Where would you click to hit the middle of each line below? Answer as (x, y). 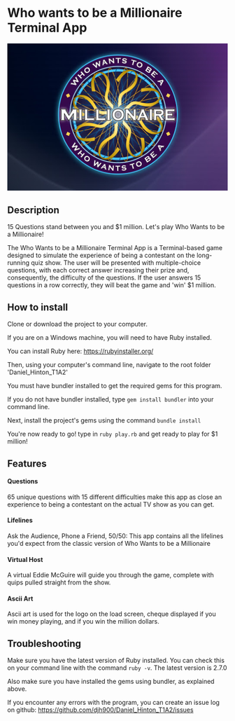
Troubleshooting (44, 644)
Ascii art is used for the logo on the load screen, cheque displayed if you (112, 614)
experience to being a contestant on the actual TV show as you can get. (111, 504)
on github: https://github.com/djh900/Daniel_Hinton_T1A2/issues (100, 710)
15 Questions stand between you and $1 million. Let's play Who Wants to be (116, 227)
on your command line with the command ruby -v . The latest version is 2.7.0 (117, 668)
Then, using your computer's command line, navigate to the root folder (109, 365)
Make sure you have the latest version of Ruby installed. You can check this (116, 661)
